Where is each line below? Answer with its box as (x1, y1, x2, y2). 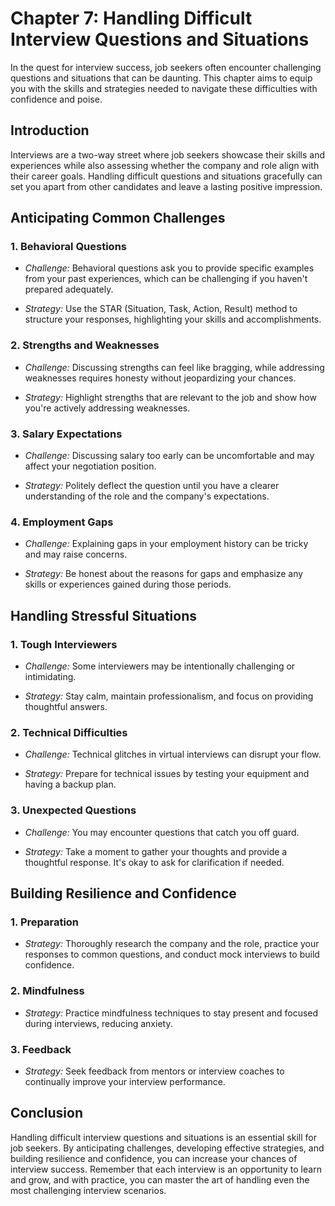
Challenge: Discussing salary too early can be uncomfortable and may (24, 450, 315, 462)
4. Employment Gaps (10, 515, 114, 529)
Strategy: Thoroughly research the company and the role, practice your (24, 938, 320, 950)
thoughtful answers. (24, 701, 108, 713)
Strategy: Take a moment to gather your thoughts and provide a (24, 845, 288, 857)
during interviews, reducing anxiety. (24, 1017, 173, 1029)
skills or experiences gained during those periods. (24, 578, 232, 591)
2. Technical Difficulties (10, 725, 128, 739)
